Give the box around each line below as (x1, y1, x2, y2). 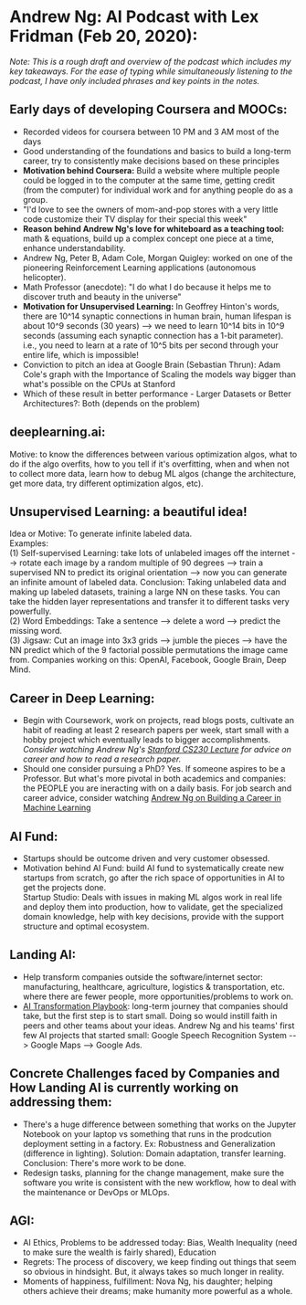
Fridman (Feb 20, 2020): (9, 26, 198, 47)
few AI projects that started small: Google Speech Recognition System (22, 1029, 288, 1040)
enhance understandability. (22, 242, 126, 253)
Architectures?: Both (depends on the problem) (22, 397, 201, 408)
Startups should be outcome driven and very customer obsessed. (22, 853, 270, 864)
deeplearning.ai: (9, 425, 106, 440)
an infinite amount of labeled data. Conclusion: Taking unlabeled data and (9, 577, 287, 588)
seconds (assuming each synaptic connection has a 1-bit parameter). (22, 330, 284, 341)
